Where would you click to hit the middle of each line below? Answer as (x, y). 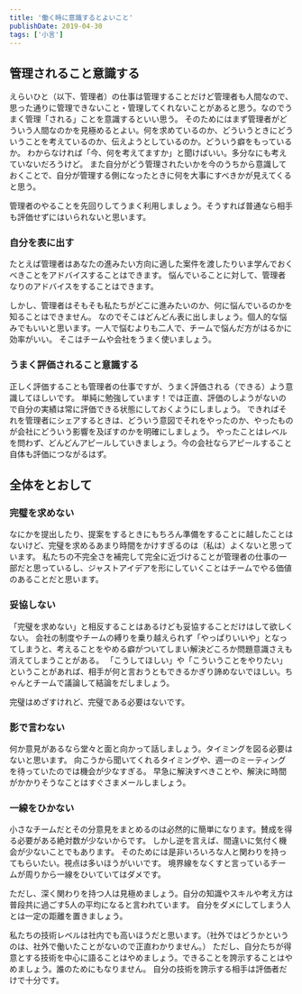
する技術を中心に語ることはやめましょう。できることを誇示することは (155, 958)
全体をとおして (51, 485)
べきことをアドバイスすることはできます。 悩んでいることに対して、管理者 (148, 275)
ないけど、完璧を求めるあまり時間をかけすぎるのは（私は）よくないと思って (151, 545)
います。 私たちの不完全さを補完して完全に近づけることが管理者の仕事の (144, 557)
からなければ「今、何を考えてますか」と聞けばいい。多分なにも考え (161, 153)
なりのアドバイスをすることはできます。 (84, 287)
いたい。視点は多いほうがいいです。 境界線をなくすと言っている (151, 863)
